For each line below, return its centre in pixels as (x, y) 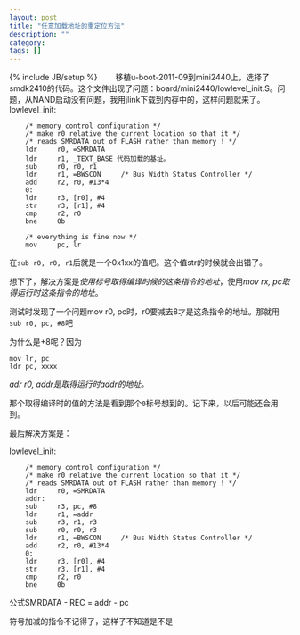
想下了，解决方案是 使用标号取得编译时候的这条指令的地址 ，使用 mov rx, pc (146, 281)
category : (28, 42)
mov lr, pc (29, 359)
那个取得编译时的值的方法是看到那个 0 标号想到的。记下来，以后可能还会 (140, 404)
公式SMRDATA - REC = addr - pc (69, 603)
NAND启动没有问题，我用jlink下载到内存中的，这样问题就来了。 (149, 100)
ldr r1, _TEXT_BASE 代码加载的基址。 (98, 159)
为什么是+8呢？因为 (45, 342)
